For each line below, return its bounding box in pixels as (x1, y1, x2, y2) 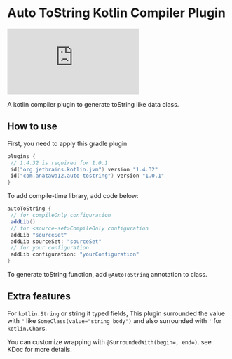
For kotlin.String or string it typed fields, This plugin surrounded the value (7, 309, 226, 318)
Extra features (7, 290, 71, 303)
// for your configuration (10, 244, 90, 252)
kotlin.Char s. (7, 324, 48, 332)
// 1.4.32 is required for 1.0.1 (10, 159, 109, 167)
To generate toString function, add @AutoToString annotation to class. (7, 270, 208, 278)
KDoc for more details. (7, 345, 72, 353)
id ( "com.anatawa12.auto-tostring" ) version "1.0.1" (10, 172, 165, 180)
